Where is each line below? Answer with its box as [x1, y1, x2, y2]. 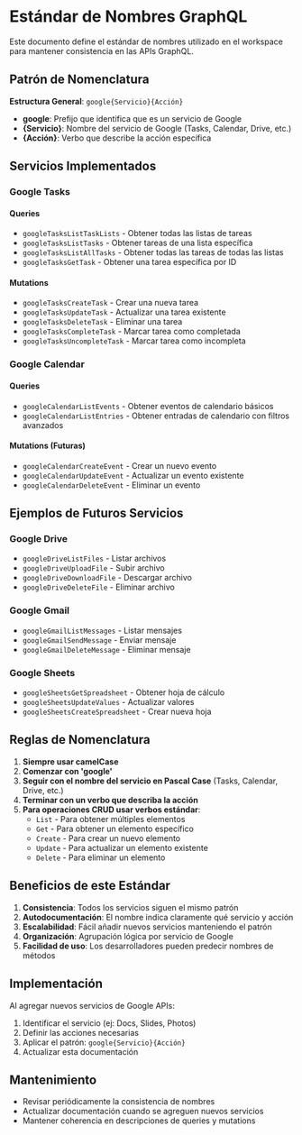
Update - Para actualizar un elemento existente [35, 842, 209, 853]
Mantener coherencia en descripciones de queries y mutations [22, 1115, 256, 1126]
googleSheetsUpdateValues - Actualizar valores [22, 697, 195, 708]
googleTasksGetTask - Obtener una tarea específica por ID [22, 257, 237, 268]
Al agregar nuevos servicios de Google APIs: [9, 1000, 176, 1011]
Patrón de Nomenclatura [9, 72, 151, 87]
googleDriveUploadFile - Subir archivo [22, 563, 165, 573]
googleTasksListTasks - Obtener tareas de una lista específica [22, 237, 253, 249]
